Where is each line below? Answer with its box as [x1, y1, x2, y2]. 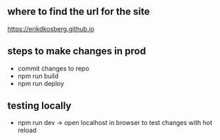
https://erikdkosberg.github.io [7, 24, 94, 33]
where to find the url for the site [7, 6, 150, 18]
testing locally [7, 99, 72, 112]
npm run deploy [17, 79, 65, 87]
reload [17, 126, 37, 134]
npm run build [17, 71, 59, 80]
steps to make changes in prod [7, 45, 146, 58]
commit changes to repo [17, 64, 90, 72]
